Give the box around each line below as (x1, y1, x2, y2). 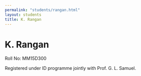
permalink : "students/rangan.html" (5, 7, 80, 13)
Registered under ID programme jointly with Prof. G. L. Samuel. (5, 65, 136, 71)
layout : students (5, 12, 42, 17)
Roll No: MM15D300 (5, 55, 47, 61)
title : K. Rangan (5, 17, 42, 22)
